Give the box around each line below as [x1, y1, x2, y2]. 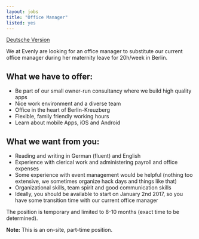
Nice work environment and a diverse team [14, 100, 121, 108]
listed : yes [6, 20, 36, 26]
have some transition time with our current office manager [14, 197, 158, 204]
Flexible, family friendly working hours [14, 113, 109, 120]
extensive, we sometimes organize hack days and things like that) [14, 177, 177, 185]
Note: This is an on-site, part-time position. [6, 226, 113, 233]
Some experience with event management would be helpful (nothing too [14, 171, 193, 178]
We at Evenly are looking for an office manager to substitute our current [6, 48, 183, 55]
